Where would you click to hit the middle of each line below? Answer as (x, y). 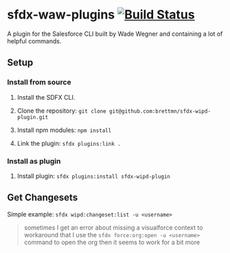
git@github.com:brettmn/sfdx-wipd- (160, 111)
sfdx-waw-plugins (61, 15)
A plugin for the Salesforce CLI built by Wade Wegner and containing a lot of (115, 34)
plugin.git (33, 117)
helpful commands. (34, 41)
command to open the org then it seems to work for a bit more (112, 242)
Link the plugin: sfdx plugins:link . (69, 143)
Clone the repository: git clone (61, 111)
